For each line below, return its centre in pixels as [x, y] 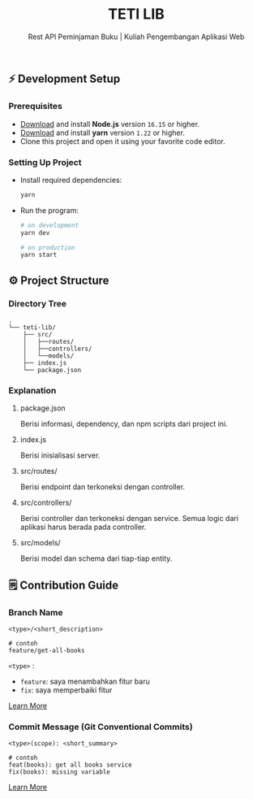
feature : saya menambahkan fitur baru [85, 681]
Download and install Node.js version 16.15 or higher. [110, 124]
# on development [49, 225]
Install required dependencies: [71, 180]
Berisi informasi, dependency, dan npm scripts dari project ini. [124, 424]
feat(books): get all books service [70, 765]
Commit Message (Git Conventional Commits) [101, 727]
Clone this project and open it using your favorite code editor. [122, 141]
